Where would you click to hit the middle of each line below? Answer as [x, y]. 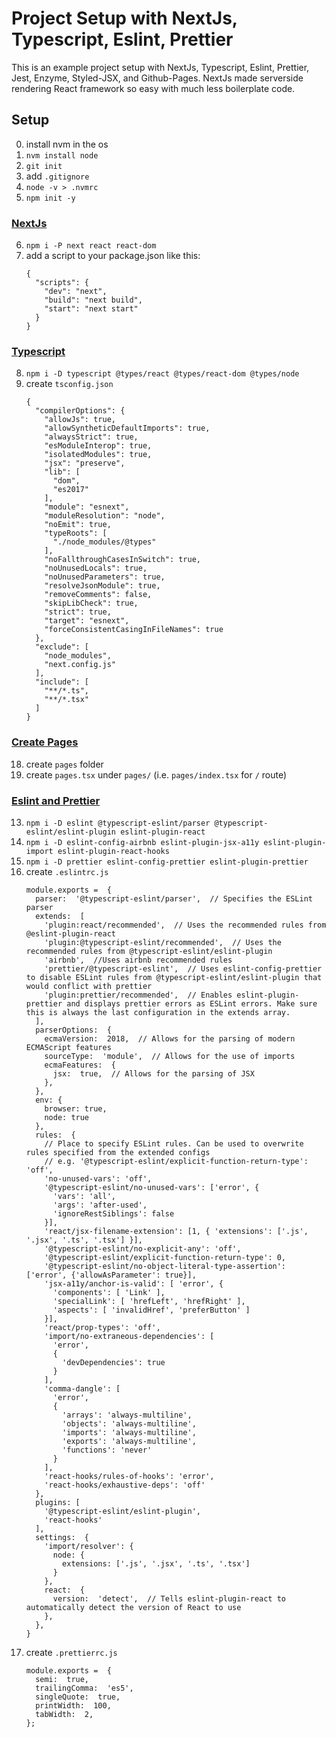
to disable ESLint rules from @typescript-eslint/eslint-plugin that [174, 977]
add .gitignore [57, 176]
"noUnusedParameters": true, [105, 577]
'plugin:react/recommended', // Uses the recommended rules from [185, 925]
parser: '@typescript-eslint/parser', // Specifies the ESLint [174, 898]
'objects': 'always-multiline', [129, 1423]
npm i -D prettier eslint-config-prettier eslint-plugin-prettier [167, 862]
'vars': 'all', [84, 1196]
